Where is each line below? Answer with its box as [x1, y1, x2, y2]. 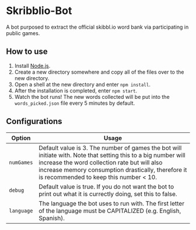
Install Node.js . [14, 62, 51, 69]
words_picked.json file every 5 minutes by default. [14, 99, 135, 107]
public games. [6, 29, 40, 36]
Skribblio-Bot [6, 4, 72, 18]
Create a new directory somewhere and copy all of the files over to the [14, 68, 184, 75]
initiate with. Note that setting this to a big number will [38, 151, 185, 159]
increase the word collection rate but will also [38, 158, 163, 166]
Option [11, 133, 31, 142]
